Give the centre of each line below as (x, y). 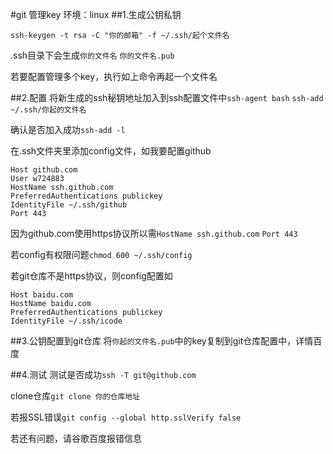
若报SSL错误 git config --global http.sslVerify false (126, 417)
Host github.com (44, 170)
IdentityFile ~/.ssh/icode (66, 321)
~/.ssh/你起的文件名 (48, 110)
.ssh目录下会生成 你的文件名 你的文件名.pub (92, 55)
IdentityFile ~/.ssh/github (69, 205)
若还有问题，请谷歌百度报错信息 (76, 438)
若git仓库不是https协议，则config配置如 (91, 276)
